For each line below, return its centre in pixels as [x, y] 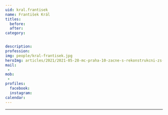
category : [15, 33]
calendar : [15, 97]
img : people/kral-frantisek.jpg [39, 55]
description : [19, 46]
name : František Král [28, 14]
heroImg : [14, 60]
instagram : [21, 93]
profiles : [15, 84]
